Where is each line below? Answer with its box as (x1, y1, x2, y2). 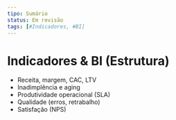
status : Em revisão (7, 17, 64, 24)
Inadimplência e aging (17, 83, 81, 92)
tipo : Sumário (7, 10, 49, 17)
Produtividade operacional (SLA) (17, 91, 111, 99)
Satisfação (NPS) (17, 105, 67, 114)
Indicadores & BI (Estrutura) (7, 53, 170, 69)
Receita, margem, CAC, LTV (17, 76, 97, 84)
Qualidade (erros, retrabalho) (17, 98, 100, 106)
